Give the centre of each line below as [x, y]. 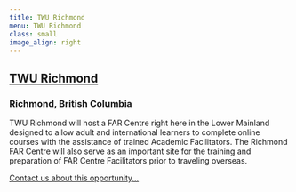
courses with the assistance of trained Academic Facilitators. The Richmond [148, 141]
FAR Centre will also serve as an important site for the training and [130, 151]
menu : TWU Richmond [45, 26]
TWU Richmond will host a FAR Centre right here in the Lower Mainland [140, 123]
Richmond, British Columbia [71, 103]
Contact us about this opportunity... [74, 178]
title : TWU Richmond [48, 17]
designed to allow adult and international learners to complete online [135, 132]
